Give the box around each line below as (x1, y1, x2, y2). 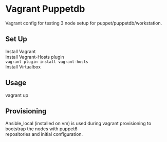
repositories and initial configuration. (5, 131, 83, 137)
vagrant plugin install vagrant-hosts (5, 59, 88, 64)
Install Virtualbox (5, 63, 41, 69)
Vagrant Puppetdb (5, 3, 85, 15)
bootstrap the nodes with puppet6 (5, 126, 78, 132)
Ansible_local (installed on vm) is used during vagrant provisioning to (5, 121, 152, 127)
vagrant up (5, 92, 29, 98)
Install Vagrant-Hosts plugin (5, 54, 64, 60)
